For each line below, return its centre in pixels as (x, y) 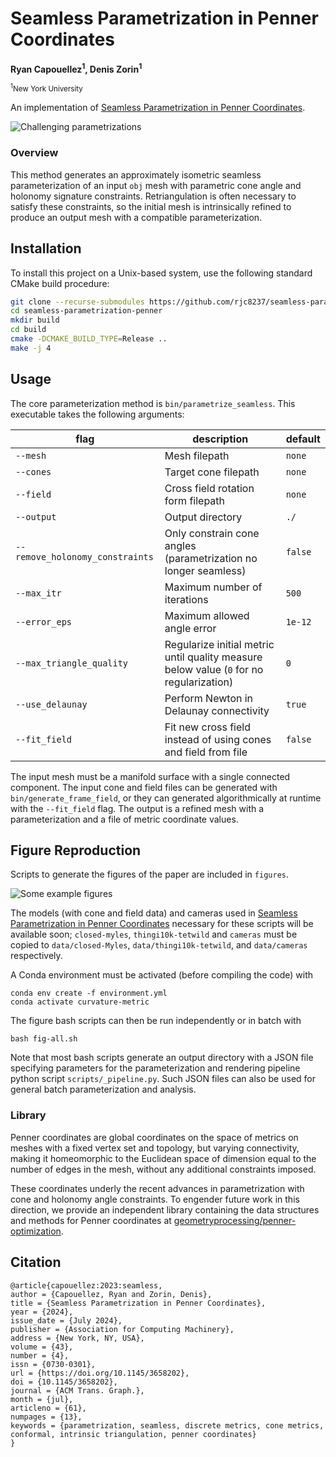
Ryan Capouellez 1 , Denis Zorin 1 (76, 68)
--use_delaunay (51, 704)
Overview (34, 153)
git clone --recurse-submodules (77, 302)
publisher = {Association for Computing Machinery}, (122, 1329)
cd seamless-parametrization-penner (86, 311)
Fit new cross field (207, 727)
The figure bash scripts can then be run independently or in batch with (156, 1021)
